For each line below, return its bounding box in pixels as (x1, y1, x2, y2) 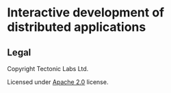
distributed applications (7, 19, 146, 35)
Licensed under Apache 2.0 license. (7, 78, 109, 86)
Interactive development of (7, 5, 165, 21)
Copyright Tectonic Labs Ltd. (7, 65, 89, 72)
